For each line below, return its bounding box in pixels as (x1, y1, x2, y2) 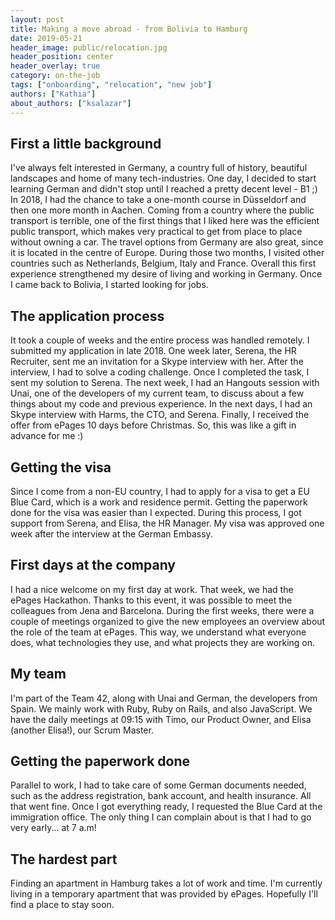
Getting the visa (10, 459, 112, 476)
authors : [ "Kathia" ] (10, 89, 97, 99)
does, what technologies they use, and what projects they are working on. (10, 636, 316, 648)
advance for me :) (10, 430, 84, 442)
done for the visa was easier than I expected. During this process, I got (10, 506, 302, 518)
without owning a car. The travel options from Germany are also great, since (10, 236, 324, 248)
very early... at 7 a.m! (10, 822, 97, 834)
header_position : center (10, 52, 114, 62)
